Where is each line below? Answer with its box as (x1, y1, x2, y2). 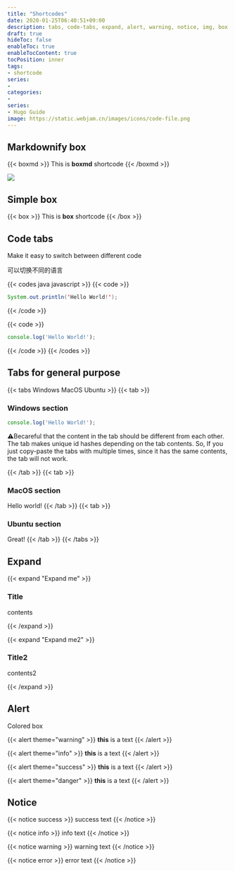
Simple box (7, 193, 58, 205)
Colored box (7, 722, 44, 730)
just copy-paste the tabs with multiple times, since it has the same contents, (7, 447, 227, 455)
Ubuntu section (7, 519, 61, 529)
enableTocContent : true (7, 50, 77, 57)
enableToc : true (7, 43, 55, 50)
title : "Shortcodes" (7, 10, 68, 18)
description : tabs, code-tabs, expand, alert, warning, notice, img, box (7, 23, 229, 30)
